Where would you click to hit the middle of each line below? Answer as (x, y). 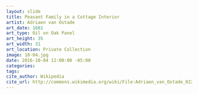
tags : (13, 71)
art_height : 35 (25, 39)
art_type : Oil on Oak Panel (41, 33)
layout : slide (24, 11)
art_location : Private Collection (49, 50)
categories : (21, 66)
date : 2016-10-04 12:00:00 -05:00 (49, 60)
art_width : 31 (24, 44)
